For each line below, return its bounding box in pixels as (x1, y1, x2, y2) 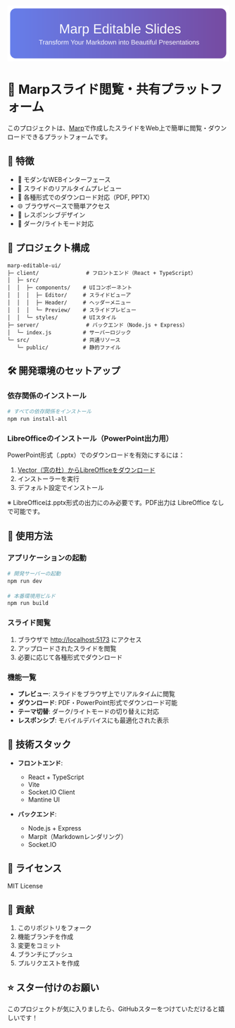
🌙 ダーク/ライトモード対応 (17, 219, 94, 228)
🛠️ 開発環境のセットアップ (7, 365, 121, 377)
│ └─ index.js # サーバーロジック (7, 329, 132, 336)
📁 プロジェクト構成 (7, 242, 90, 254)
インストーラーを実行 (17, 475, 80, 483)
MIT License (7, 881, 44, 890)
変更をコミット (17, 941, 61, 950)
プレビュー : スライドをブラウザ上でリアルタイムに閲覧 (17, 690, 176, 698)
